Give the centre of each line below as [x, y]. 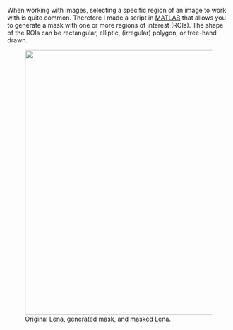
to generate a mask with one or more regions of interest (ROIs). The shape [115, 25]
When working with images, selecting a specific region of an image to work [117, 10]
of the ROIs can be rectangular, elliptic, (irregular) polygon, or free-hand [112, 33]
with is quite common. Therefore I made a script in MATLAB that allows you [116, 18]
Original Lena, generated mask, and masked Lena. [98, 319]
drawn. [18, 40]
